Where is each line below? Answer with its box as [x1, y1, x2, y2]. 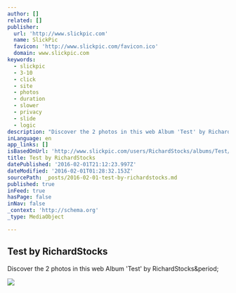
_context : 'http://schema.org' [7, 207, 99, 214]
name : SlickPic [13, 37, 58, 44]
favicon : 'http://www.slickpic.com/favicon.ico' [13, 43, 159, 50]
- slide [13, 115, 37, 122]
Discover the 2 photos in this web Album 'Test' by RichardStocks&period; [7, 264, 219, 273]
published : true [7, 180, 55, 187]
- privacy [13, 108, 42, 116]
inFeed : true [7, 187, 46, 194]
